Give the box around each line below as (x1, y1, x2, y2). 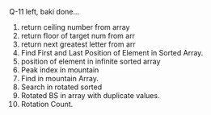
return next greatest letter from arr (20, 39, 136, 49)
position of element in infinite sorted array (20, 56, 161, 66)
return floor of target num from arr (20, 31, 136, 40)
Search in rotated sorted (20, 82, 103, 92)
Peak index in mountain (20, 65, 99, 75)
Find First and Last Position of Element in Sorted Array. (20, 48, 204, 57)
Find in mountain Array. (20, 74, 99, 83)
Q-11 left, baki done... (9, 7, 80, 16)
